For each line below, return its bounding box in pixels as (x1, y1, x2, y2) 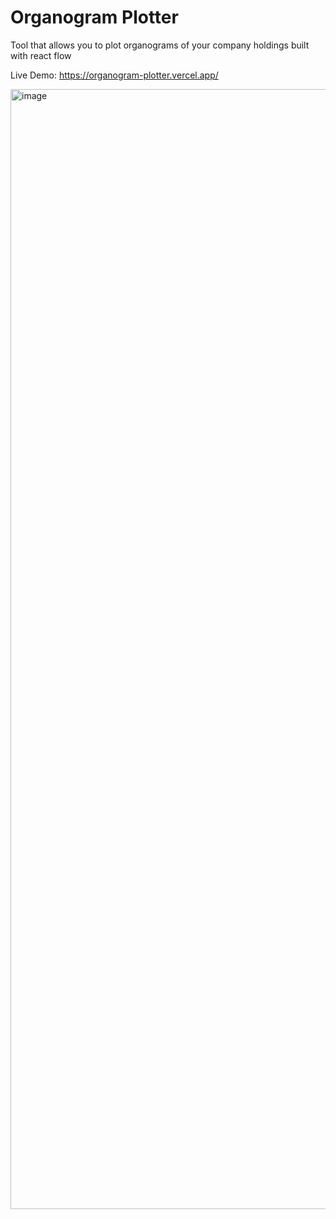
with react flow (10, 49, 72, 61)
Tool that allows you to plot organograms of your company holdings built (10, 39, 310, 51)
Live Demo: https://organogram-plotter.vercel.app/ (10, 69, 219, 81)
